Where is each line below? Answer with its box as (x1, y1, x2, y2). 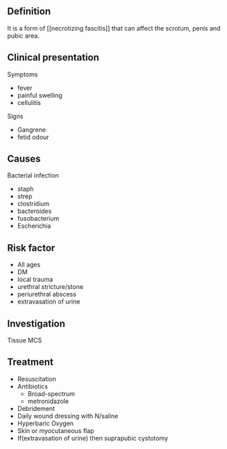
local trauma (17, 275, 53, 284)
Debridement (17, 404, 56, 413)
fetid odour (17, 132, 50, 141)
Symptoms (7, 70, 38, 79)
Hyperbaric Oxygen (17, 419, 74, 427)
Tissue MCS (7, 336, 42, 345)
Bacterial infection (7, 171, 59, 180)
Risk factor (7, 242, 56, 253)
